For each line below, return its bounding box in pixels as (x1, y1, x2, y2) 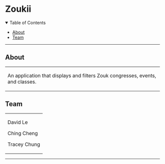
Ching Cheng (7, 130, 38, 137)
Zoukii (5, 3, 31, 15)
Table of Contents (9, 20, 46, 26)
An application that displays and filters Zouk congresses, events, (7, 72, 156, 79)
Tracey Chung (7, 141, 40, 148)
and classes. (7, 78, 37, 85)
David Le (7, 119, 28, 126)
